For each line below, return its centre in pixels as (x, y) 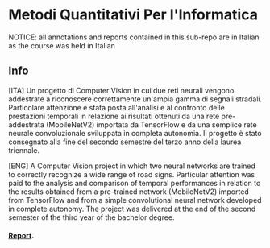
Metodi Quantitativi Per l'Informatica (133, 15)
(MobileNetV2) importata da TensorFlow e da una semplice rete (151, 124)
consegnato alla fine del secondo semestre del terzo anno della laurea (125, 142)
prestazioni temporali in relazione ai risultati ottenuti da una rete (114, 116)
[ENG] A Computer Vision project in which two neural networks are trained (132, 166)
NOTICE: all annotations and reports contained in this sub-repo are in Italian (134, 37)
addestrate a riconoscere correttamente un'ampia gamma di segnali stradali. (135, 99)
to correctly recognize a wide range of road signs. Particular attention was (132, 174)
